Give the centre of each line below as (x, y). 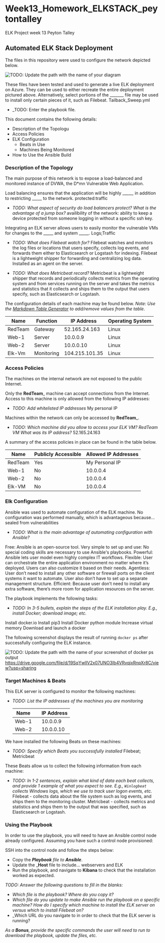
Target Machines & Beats (36, 681)
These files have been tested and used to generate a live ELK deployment (80, 84)
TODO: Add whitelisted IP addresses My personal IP (65, 408)
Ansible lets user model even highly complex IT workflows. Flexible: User (79, 557)
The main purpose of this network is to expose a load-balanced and (74, 178)
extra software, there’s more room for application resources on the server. (80, 588)
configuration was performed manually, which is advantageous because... (80, 517)
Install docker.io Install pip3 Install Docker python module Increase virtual (79, 622)
